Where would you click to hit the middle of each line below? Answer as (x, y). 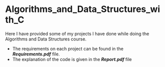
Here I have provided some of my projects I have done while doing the (77, 33)
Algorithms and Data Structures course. (46, 39)
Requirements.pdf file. (36, 54)
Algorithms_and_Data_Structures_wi (83, 9)
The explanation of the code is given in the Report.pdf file (72, 59)
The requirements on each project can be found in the (68, 48)
